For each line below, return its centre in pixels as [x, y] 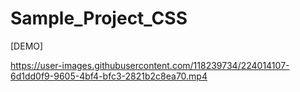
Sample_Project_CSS [99, 18]
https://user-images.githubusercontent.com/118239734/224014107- [150, 65]
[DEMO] [27, 46]
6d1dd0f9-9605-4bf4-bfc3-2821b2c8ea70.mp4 [109, 76]
